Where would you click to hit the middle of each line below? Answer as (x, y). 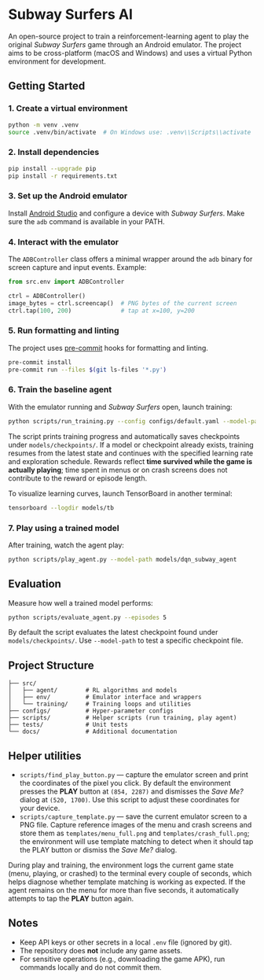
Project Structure (51, 665)
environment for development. (57, 61)
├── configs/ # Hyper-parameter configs (91, 711)
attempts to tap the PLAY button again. (71, 899)
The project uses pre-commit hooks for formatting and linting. (108, 348)
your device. (40, 809)
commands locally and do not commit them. (91, 967)
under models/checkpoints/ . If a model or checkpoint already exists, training (131, 444)
